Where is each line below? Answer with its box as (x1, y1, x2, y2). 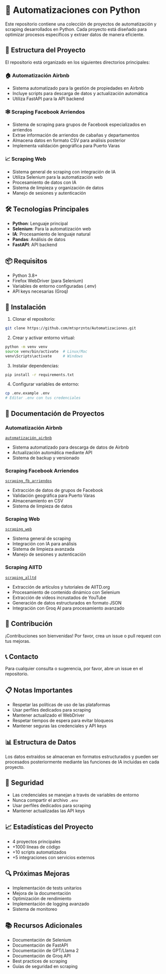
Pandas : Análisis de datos (12, 237, 66, 243)
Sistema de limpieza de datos (12, 503, 73, 509)
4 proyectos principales (12, 839, 61, 845)
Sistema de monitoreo (12, 906, 57, 912)
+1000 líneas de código (12, 844, 60, 850)
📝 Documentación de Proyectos (5, 409, 105, 418)
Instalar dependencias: (12, 363, 59, 368)
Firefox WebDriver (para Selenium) (12, 278, 83, 284)
